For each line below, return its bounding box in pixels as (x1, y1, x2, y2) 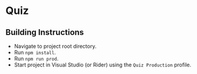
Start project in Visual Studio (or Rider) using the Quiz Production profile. (14, 61, 192, 68)
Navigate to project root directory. (14, 43, 97, 50)
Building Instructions (5, 27, 84, 37)
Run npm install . (14, 49, 57, 56)
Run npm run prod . (14, 55, 59, 62)
